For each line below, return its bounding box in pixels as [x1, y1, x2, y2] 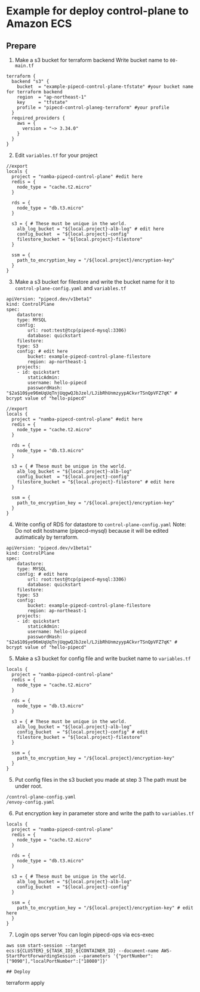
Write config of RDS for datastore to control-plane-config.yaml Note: [14, 521, 186, 528]
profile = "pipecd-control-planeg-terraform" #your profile [17, 105, 170, 110]
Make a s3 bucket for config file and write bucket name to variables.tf [14, 655, 191, 662]
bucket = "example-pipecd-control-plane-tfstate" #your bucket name [17, 84, 194, 90]
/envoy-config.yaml [6, 799, 55, 805]
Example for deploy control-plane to [6, 4, 189, 18]
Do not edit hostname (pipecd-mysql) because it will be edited [14, 527, 169, 534]
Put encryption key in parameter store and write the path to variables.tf [14, 810, 194, 816]
